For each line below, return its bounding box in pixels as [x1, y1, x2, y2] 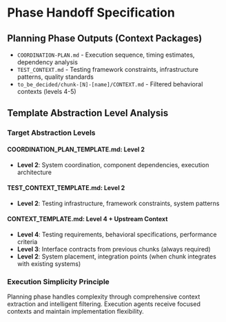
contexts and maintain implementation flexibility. [7, 307, 145, 316]
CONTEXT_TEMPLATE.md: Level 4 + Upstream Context [7, 215, 168, 223]
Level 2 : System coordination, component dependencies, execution [17, 160, 209, 169]
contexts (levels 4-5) [17, 88, 77, 95]
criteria [17, 237, 38, 246]
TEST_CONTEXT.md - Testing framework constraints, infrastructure [17, 66, 198, 73]
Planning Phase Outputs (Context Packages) [7, 32, 203, 44]
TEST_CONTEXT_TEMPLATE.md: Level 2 [7, 184, 125, 192]
